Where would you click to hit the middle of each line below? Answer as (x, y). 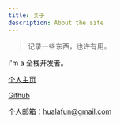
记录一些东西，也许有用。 (69, 46)
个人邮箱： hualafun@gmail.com (60, 111)
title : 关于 (26, 15)
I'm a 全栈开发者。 (38, 63)
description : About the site (56, 23)
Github (19, 95)
